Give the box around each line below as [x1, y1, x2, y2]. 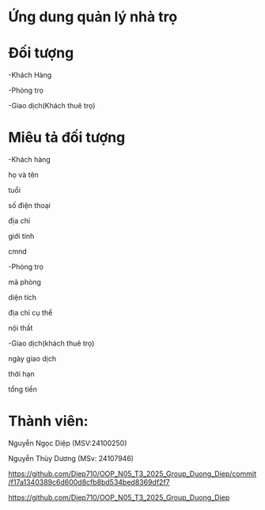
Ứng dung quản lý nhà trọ [8, 8, 178, 26]
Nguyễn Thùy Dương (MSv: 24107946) [8, 454, 134, 463]
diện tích [8, 293, 37, 302]
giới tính [8, 232, 35, 241]
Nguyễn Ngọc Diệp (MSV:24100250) [8, 439, 127, 448]
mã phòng [8, 278, 42, 287]
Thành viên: [8, 412, 89, 430]
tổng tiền [8, 384, 38, 395]
